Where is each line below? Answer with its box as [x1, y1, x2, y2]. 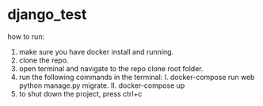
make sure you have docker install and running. [18, 47, 174, 56]
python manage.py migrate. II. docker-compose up [18, 81, 185, 90]
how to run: [7, 32, 45, 41]
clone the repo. [18, 55, 69, 65]
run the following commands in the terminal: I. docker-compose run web [18, 72, 255, 81]
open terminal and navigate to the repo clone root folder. [18, 63, 204, 73]
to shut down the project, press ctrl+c [18, 89, 143, 98]
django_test [7, 6, 87, 24]
